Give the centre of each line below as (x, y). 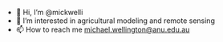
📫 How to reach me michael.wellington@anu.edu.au (103, 29)
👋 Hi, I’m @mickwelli (49, 12)
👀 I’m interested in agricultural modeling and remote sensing (115, 21)
